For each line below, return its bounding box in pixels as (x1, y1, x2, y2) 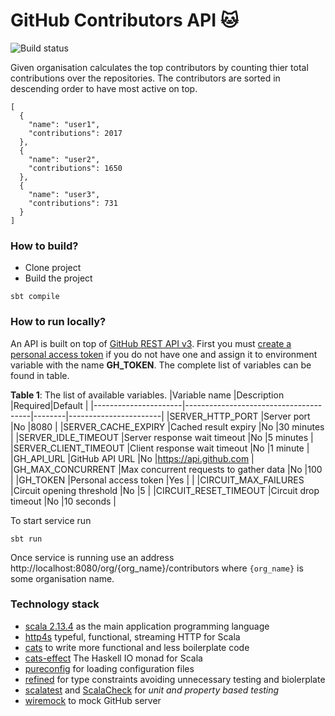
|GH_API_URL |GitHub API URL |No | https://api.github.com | (10, 452, 255, 464)
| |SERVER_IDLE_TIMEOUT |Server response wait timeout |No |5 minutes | (10, 431, 314, 443)
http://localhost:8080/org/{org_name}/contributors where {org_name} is (10, 562, 304, 574)
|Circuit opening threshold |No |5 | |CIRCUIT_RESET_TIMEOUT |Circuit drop (10, 484, 320, 496)
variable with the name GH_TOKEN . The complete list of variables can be (10, 359, 312, 371)
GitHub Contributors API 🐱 (10, 9, 239, 32)
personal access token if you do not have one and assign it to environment (10, 348, 318, 360)
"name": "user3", (28, 189, 101, 199)
